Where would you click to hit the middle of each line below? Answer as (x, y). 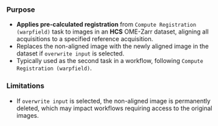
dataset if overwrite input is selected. (70, 53)
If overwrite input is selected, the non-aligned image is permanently (113, 101)
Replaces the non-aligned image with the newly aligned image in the (112, 47)
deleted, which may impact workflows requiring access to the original (114, 108)
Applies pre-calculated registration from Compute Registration (106, 25)
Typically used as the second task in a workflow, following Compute (110, 61)
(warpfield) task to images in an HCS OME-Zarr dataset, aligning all (112, 32)
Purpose (21, 10)
